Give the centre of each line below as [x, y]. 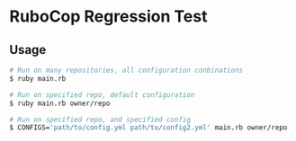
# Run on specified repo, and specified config [100, 119]
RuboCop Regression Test [108, 17]
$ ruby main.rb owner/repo [60, 103]
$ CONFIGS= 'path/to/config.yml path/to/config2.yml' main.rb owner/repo [148, 128]
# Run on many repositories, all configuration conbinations [126, 70]
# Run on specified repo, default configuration [102, 95]
